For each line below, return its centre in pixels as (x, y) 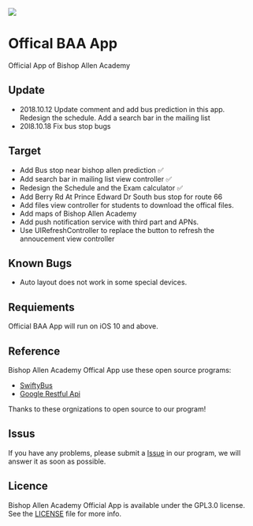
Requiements (41, 307)
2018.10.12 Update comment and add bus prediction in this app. (122, 109)
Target (25, 151)
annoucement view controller (67, 239)
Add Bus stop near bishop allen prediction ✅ (91, 170)
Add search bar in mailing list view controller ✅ (95, 178)
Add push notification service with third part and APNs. (109, 222)
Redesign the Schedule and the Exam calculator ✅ (101, 188)
